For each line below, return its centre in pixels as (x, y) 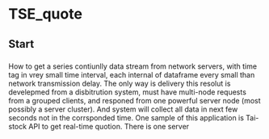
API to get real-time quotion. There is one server (109, 126)
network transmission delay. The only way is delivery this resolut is (120, 83)
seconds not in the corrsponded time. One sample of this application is (126, 117)
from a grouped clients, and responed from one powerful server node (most (134, 100)
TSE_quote (46, 14)
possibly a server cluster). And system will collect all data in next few (123, 109)
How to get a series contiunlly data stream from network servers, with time (132, 66)
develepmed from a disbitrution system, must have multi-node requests (127, 92)
